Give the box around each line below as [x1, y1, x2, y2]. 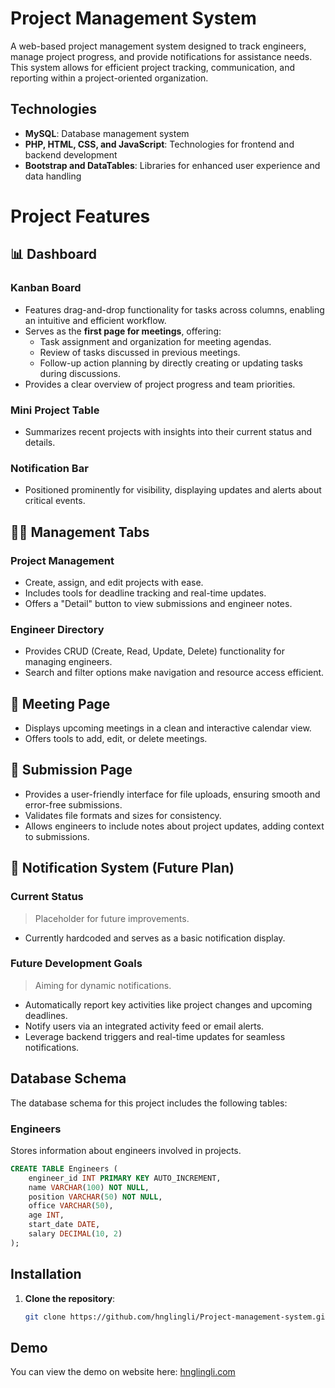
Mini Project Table [10, 403, 100, 417]
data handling [24, 170, 82, 182]
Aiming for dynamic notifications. [34, 979, 172, 991]
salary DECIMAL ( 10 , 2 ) [28, 1229, 123, 1239]
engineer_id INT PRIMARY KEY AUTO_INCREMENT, [28, 1173, 222, 1183]
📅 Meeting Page [10, 695, 111, 712]
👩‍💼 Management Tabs [10, 523, 150, 541]
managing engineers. [24, 656, 113, 668]
